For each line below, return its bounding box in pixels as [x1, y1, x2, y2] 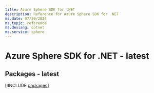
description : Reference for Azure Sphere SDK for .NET [5, 12, 119, 16]
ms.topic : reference [5, 20, 47, 26]
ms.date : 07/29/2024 [5, 16, 47, 21]
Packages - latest [5, 70, 59, 78]
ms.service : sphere [5, 30, 45, 34]
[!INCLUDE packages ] [5, 83, 49, 88]
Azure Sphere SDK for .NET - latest [5, 50, 150, 62]
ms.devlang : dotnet [5, 25, 45, 30]
